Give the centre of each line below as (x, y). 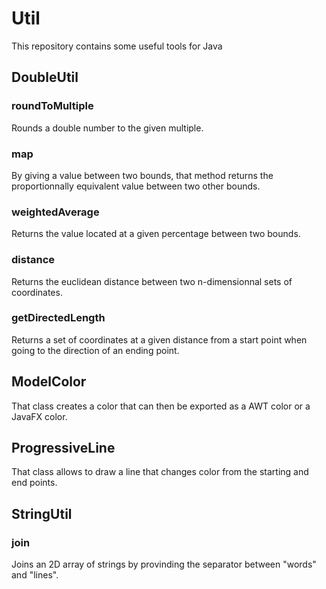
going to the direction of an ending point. (95, 350)
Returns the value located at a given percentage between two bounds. (156, 234)
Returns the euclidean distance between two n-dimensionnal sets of (152, 281)
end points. (34, 483)
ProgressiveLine (63, 448)
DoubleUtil (45, 77)
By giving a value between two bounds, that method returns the (142, 175)
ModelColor (49, 382)
